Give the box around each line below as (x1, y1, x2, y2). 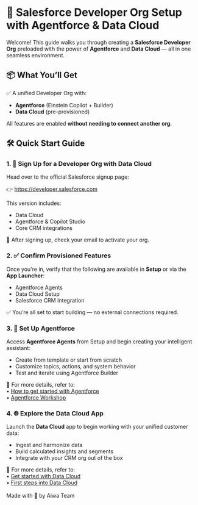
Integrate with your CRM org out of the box (15, 454, 123, 462)
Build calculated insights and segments (15, 448, 114, 455)
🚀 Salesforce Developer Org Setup (6, 5, 183, 20)
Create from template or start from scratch (15, 356, 122, 364)
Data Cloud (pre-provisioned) (15, 108, 90, 115)
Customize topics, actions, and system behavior (15, 363, 136, 370)
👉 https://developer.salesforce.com (6, 185, 97, 193)
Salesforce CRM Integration (15, 296, 85, 304)
